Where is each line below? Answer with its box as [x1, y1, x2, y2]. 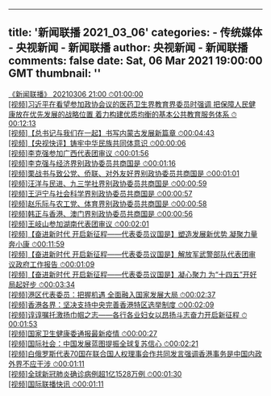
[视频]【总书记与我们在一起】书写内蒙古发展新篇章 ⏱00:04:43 [8, 128, 215, 137]
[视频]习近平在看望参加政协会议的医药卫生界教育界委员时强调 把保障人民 [8, 99, 249, 109]
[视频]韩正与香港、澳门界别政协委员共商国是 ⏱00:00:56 [8, 209, 194, 218]
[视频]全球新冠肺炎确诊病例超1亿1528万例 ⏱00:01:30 [8, 369, 182, 378]
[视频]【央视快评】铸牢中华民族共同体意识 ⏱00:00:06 [8, 138, 186, 148]
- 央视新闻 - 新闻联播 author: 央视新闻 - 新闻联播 [8, 41, 248, 55]
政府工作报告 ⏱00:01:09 [15, 259, 95, 269]
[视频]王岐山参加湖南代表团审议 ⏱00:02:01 [8, 219, 149, 229]
